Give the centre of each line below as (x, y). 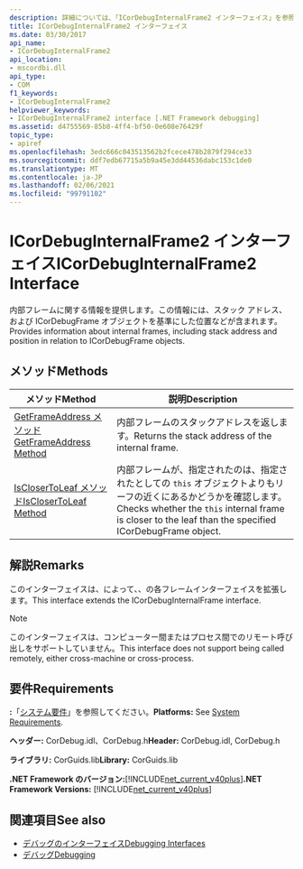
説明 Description (203, 399)
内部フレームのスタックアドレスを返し (198, 422)
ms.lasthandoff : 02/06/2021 (62, 186)
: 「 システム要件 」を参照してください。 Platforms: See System (125, 712)
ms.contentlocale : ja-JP (56, 177)
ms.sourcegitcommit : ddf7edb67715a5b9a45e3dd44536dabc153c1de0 (131, 160)
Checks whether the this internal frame (201, 508)
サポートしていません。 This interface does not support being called (159, 648)
